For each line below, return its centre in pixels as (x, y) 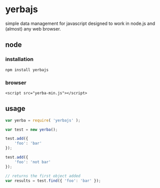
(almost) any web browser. (33, 28)
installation (20, 59)
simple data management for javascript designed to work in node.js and (80, 23)
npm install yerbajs (27, 70)
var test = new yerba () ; (31, 130)
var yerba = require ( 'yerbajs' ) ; (43, 120)
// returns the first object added (43, 176)
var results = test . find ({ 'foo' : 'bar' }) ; (53, 181)
